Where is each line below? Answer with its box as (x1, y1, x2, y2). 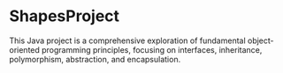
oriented (9, 44, 40, 55)
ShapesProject (9, 6, 120, 26)
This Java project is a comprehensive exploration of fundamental (9, 35, 246, 46)
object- (247, 35, 274, 46)
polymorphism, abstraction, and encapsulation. (9, 54, 181, 64)
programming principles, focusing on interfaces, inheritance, (41, 44, 263, 55)
